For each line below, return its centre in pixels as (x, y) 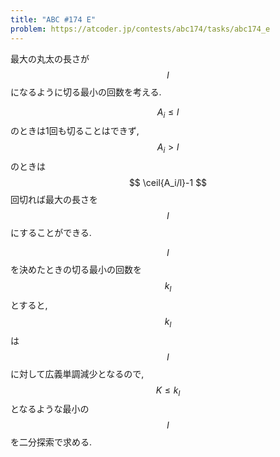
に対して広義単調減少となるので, (77, 373)
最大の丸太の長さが (50, 58)
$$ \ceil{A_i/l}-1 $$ (168, 183)
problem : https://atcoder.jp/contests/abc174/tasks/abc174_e (140, 29)
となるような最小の (50, 409)
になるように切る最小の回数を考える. (86, 92)
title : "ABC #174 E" (53, 19)
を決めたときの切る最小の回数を (76, 270)
